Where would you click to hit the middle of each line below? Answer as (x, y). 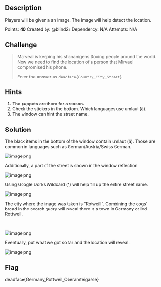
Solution (18, 130)
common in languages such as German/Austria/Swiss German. (68, 147)
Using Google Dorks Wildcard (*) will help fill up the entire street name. (77, 185)
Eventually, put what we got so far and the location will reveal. (67, 243)
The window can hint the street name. (50, 114)
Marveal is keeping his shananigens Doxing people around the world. (87, 56)
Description (23, 8)
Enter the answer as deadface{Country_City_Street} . (70, 77)
